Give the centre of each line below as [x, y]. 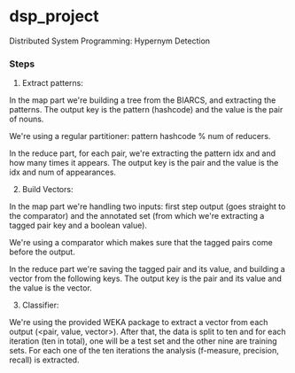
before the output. [42, 252]
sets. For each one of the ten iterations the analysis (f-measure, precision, [144, 351]
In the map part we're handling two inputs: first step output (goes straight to [147, 206]
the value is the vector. [51, 288]
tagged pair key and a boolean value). [78, 225]
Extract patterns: [53, 83]
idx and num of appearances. [63, 172]
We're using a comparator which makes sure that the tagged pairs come [141, 243]
